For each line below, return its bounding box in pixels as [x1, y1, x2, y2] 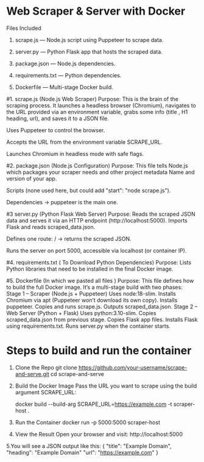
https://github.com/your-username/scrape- [78, 364, 188, 371]
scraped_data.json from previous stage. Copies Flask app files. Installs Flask [6, 316, 198, 323]
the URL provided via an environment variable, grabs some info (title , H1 [6, 108, 188, 115]
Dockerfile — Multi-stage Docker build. [15, 84, 114, 91]
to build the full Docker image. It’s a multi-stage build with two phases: [6, 283, 183, 291]
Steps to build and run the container [6, 344, 192, 358]
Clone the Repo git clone [15, 364, 77, 371]
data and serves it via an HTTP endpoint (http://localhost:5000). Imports [6, 216, 188, 224]
